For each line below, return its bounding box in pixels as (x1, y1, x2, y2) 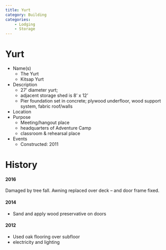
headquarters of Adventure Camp (20, 125, 91, 131)
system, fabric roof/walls (20, 103, 73, 110)
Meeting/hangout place (20, 119, 70, 126)
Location (12, 109, 32, 115)
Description (12, 82, 37, 88)
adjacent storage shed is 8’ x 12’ (20, 92, 88, 98)
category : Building (5, 12, 47, 17)
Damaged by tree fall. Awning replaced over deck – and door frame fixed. (5, 187, 160, 194)
